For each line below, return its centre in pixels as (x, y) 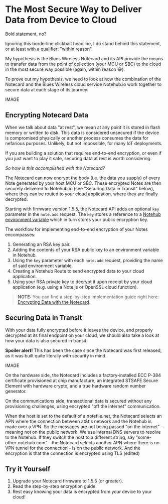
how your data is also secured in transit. (46, 340)
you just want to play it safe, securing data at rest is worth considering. (78, 158)
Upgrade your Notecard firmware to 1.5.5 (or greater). (68, 481)
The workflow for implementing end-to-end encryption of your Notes (76, 229)
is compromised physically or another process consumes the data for (77, 138)
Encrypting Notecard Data (47, 115)
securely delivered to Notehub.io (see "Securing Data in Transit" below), (80, 188)
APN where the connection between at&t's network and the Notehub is (78, 421)
